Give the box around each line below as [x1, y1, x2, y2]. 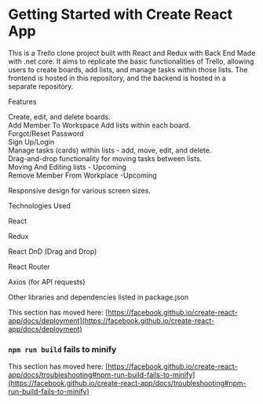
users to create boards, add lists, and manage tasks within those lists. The [8, 64, 248, 74]
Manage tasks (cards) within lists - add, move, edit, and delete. [8, 145, 212, 155]
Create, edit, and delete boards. [8, 112, 111, 121]
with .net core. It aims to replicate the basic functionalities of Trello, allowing [8, 57, 254, 66]
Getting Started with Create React [8, 6, 233, 24]
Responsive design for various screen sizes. [8, 185, 152, 195]
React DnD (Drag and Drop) [8, 246, 97, 256]
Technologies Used [8, 200, 71, 210]
